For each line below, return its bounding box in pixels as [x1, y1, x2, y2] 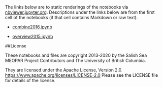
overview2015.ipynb [12, 34, 53, 39]
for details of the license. [5, 78, 56, 83]
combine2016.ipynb [12, 24, 53, 30]
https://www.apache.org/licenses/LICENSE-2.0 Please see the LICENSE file [5, 72, 159, 78]
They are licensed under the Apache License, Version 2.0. [5, 67, 123, 73]
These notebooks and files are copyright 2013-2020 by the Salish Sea [5, 52, 147, 58]
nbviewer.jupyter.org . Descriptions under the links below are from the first [5, 9, 155, 15]
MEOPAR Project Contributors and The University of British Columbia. [5, 58, 146, 63]
